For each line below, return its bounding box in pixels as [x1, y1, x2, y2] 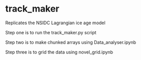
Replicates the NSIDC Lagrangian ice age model [5, 20, 105, 26]
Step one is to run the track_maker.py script [5, 29, 96, 35]
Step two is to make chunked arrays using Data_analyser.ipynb [5, 39, 136, 45]
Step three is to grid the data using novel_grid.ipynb [5, 49, 113, 55]
